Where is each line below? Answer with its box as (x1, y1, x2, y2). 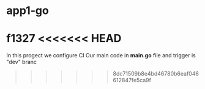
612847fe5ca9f (113, 77, 152, 84)
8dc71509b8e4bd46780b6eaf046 (113, 70, 199, 77)
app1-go (6, 4, 49, 18)
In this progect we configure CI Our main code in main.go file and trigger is (6, 52, 196, 59)
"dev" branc (6, 59, 37, 66)
